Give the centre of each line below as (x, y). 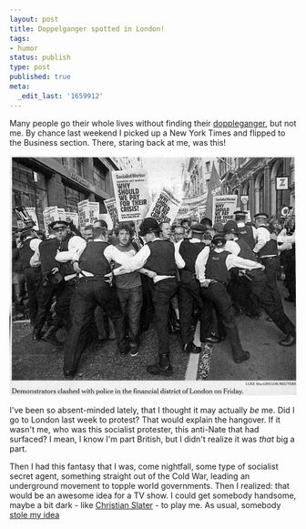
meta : (20, 86)
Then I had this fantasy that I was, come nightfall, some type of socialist (144, 466)
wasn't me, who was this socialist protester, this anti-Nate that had (134, 429)
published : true (40, 77)
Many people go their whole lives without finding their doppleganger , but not (153, 123)
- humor (24, 48)
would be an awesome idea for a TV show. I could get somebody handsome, (153, 495)
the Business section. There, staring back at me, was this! (117, 142)
